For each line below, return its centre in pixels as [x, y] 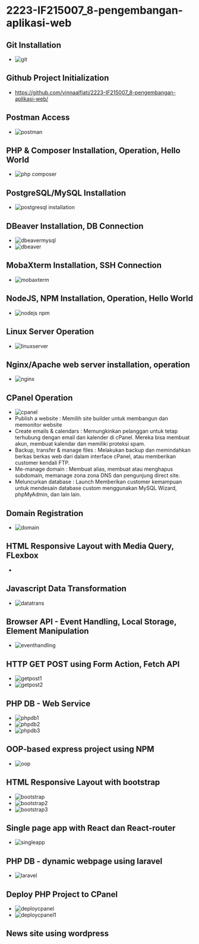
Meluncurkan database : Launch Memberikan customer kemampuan [98, 482]
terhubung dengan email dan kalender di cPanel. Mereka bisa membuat [102, 437]
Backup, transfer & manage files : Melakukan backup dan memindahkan [103, 450]
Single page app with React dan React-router [91, 828]
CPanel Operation [40, 398]
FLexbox [22, 556]
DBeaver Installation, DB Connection [75, 226]
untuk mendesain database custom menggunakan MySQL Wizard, [96, 488]
